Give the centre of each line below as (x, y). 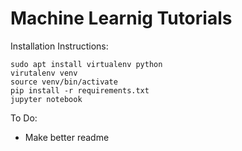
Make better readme (67, 137)
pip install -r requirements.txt (80, 90)
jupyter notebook (46, 99)
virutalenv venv (44, 73)
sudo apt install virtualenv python (86, 64)
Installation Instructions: (59, 46)
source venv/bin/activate (64, 82)
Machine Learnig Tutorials (121, 18)
